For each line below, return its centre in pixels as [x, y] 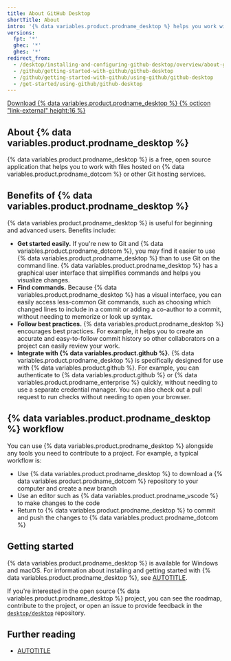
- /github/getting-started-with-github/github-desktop [93, 71]
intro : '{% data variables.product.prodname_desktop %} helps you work [112, 26]
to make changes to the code [58, 503]
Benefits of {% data [50, 195]
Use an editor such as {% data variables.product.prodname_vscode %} [118, 495]
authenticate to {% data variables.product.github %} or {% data [107, 374]
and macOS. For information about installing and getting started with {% [109, 570]
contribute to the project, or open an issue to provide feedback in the [105, 605]
